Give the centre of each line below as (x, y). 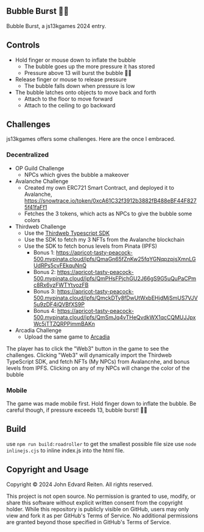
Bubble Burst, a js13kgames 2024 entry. (56, 26)
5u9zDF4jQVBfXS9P (59, 304)
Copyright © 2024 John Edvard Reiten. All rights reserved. (80, 484)
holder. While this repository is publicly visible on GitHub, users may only (98, 509)
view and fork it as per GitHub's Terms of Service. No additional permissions (102, 516)
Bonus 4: (44, 311)
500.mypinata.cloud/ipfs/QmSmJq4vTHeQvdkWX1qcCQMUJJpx (114, 317)
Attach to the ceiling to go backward (70, 105)
